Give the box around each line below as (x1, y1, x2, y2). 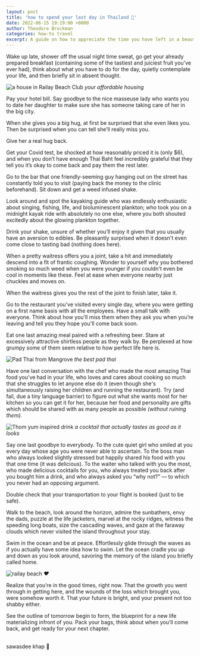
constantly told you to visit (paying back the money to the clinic (6, 180, 162, 186)
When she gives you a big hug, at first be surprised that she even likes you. (6, 119, 191, 126)
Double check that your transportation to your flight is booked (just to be (6, 491, 184, 498)
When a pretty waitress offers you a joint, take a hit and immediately (6, 252, 173, 259)
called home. (6, 559, 38, 565)
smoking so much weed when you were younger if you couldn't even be (6, 265, 183, 272)
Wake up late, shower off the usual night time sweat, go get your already (6, 53, 184, 60)
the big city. (6, 108, 35, 115)
